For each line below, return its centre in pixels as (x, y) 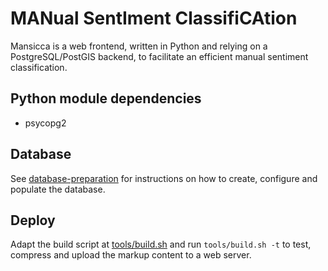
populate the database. (58, 189)
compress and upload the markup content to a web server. (131, 255)
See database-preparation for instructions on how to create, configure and (164, 178)
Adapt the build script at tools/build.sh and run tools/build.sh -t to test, (161, 244)
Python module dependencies (106, 98)
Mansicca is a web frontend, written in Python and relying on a (139, 46)
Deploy (33, 220)
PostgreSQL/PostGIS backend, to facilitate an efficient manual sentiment (159, 56)
